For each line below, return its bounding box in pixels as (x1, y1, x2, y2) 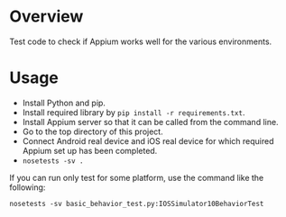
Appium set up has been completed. (22, 145, 158, 156)
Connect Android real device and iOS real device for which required (22, 135, 274, 146)
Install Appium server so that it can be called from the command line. (22, 116, 279, 127)
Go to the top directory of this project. (22, 126, 164, 137)
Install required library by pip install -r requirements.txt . (22, 106, 245, 118)
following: (9, 182, 46, 193)
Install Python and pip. (22, 97, 106, 108)
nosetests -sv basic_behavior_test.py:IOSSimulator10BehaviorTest (9, 199, 264, 208)
